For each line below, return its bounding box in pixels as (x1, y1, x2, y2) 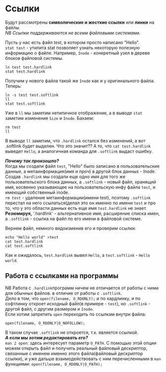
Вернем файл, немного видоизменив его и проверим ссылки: (5, 225, 136, 231)
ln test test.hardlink (5, 65, 52, 70)
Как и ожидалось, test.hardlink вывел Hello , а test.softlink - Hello (5, 252, 150, 258)
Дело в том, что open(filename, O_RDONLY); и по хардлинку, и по (5, 295, 141, 301)
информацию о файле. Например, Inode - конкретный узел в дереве (5, 50, 150, 56)
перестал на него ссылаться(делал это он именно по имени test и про (5, 200, 156, 206)
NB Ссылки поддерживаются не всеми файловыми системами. (5, 30, 141, 36)
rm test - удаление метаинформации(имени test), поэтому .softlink (5, 194, 151, 200)
